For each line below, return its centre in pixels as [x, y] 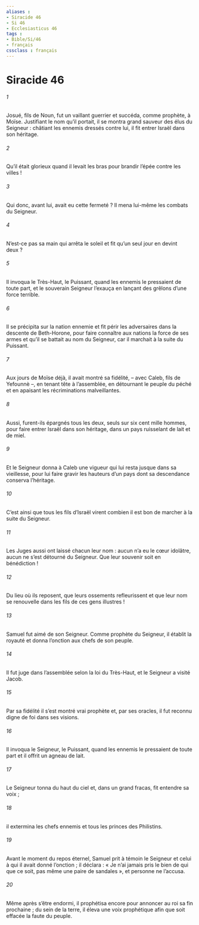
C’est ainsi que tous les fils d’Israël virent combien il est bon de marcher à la [99, 512]
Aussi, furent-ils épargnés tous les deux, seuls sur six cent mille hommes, [96, 423]
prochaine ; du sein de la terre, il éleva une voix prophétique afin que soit [96, 909]
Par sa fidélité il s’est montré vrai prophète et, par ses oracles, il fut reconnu [99, 711]
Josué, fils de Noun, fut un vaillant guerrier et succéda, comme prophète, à [98, 115]
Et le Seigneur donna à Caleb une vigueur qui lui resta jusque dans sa [91, 467]
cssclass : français [32, 51]
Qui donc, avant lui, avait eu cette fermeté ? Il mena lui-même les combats [97, 205]
